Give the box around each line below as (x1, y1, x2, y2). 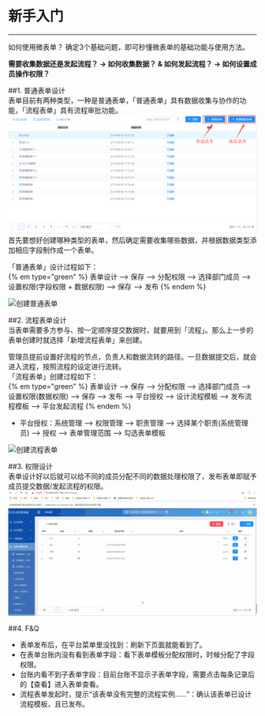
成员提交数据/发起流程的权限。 (8, 481, 108, 491)
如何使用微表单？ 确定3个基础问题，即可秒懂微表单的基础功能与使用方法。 (8, 42, 250, 51)
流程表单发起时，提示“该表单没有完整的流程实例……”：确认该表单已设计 (19, 689, 252, 699)
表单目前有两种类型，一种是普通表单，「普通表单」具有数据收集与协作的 (8, 96, 240, 105)
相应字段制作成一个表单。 (14, 246, 99, 255)
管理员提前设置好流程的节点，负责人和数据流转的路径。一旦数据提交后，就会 (8, 352, 257, 362)
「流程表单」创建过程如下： (8, 372, 99, 382)
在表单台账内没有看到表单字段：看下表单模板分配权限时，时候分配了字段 (19, 650, 255, 659)
